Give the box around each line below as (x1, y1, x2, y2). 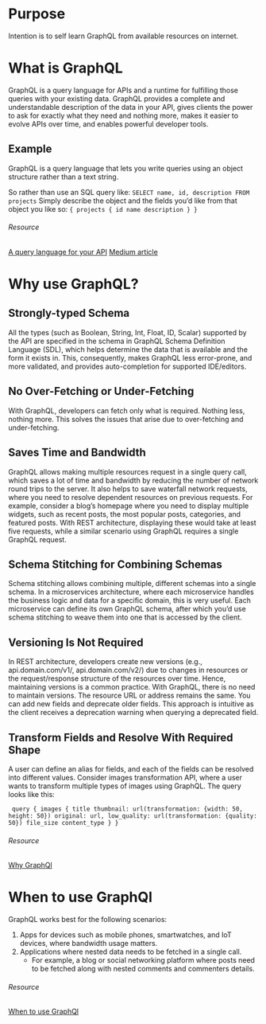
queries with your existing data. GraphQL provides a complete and (8, 93, 226, 104)
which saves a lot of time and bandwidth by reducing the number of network (8, 475, 259, 485)
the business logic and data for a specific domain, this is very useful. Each (8, 596, 252, 605)
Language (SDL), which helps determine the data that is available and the (8, 344, 249, 354)
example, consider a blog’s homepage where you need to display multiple (8, 501, 249, 510)
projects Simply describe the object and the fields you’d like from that (8, 196, 238, 205)
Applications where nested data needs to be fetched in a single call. (19, 947, 242, 956)
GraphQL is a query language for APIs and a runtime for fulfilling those (8, 85, 238, 95)
